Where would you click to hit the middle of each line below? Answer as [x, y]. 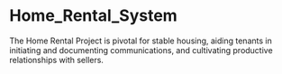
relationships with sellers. [56, 60]
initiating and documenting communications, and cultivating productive [141, 50]
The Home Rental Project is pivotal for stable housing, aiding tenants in [141, 41]
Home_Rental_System [93, 16]
